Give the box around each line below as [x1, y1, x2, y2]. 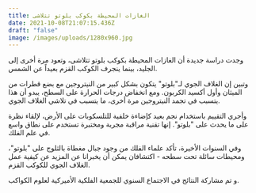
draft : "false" [8, 26, 59, 34]
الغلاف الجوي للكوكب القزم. [8, 160, 90, 170]
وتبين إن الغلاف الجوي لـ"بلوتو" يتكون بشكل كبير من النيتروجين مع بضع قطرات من [8, 79, 249, 89]
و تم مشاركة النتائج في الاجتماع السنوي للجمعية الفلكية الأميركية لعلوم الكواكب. [8, 176, 239, 185]
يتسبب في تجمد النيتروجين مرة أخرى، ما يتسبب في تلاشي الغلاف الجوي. [8, 96, 220, 105]
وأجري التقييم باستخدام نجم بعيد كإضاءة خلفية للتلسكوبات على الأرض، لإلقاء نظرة [8, 112, 247, 121]
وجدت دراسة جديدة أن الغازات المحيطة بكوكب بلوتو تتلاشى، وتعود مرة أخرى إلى [8, 55, 244, 65]
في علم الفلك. [8, 128, 51, 138]
